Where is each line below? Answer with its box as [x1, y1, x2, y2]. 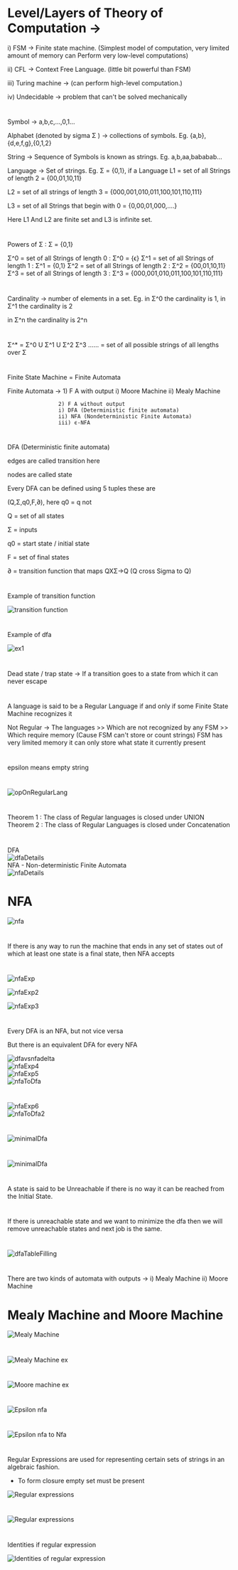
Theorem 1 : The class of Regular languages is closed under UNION [7, 813, 205, 822]
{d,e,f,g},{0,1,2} [7, 139, 52, 147]
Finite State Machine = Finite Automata [7, 373, 121, 381]
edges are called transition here [7, 456, 101, 465]
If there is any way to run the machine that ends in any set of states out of [7, 941, 224, 950]
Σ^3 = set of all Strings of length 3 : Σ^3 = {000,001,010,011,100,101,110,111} [7, 269, 224, 278]
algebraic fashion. [7, 1463, 60, 1471]
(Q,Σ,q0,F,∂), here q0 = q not [7, 498, 92, 506]
